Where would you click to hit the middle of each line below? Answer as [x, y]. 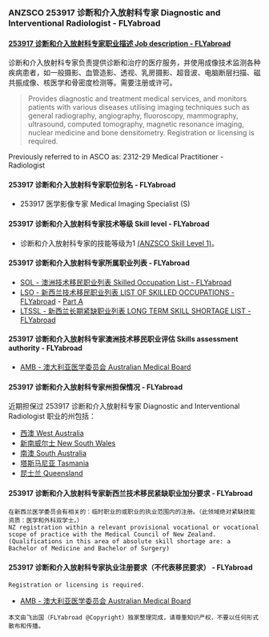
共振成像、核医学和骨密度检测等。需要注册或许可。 [92, 83]
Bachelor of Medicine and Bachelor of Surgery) [89, 549]
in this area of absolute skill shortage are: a [148, 542]
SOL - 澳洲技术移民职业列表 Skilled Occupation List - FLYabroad [126, 282]
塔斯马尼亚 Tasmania [54, 463]
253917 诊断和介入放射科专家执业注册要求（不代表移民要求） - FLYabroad [131, 567]
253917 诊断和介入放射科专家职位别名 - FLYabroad [92, 184]
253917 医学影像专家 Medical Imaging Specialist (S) [105, 204]
